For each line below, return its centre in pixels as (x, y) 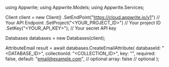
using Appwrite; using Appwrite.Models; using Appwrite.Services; (75, 7)
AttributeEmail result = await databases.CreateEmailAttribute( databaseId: (83, 48)
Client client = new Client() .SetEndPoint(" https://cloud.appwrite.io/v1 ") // (83, 17)
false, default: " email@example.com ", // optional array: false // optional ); (82, 59)
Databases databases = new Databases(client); (55, 38)
